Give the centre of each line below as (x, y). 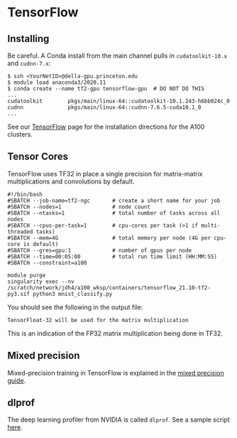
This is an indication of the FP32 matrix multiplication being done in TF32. (115, 333)
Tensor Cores (38, 157)
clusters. (20, 134)
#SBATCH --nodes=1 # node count (79, 207)
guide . (17, 380)
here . (15, 427)
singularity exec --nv (41, 282)
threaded (20, 232)
